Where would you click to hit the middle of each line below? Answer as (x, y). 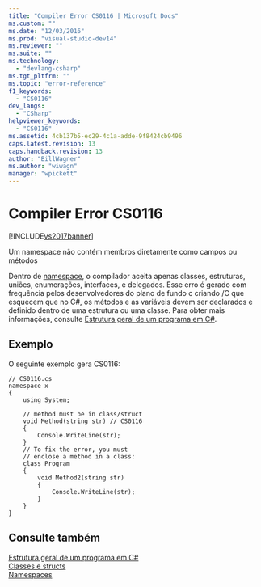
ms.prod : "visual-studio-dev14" (63, 38)
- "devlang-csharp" (48, 69)
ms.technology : (34, 61)
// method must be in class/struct (83, 414)
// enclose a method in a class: (79, 456)
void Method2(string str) (81, 478)
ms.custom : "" (32, 23)
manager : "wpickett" (43, 174)
